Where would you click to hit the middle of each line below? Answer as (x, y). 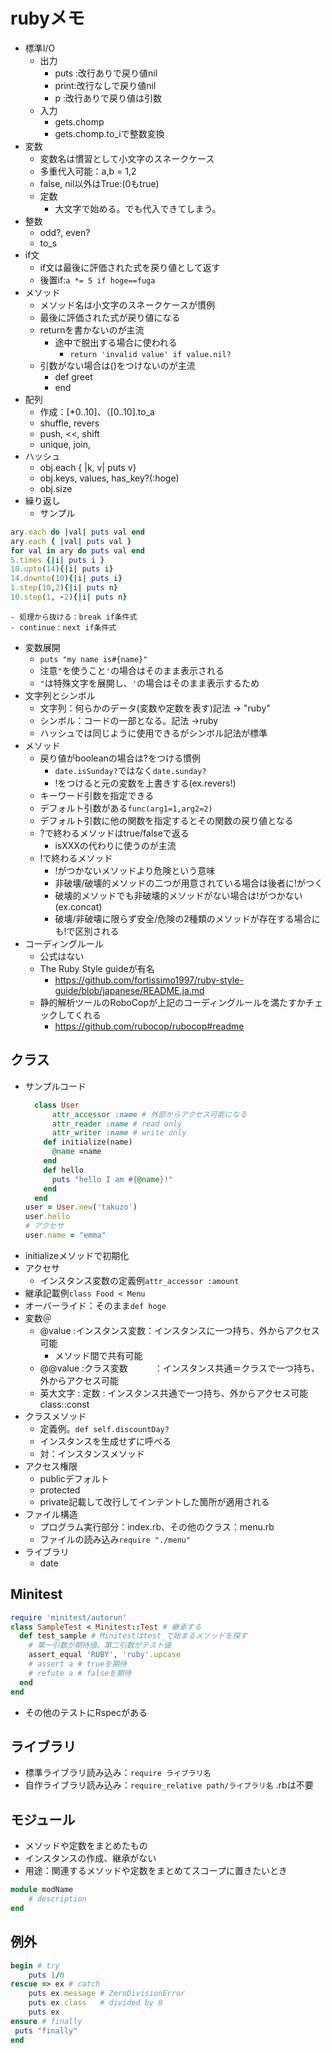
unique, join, (65, 444)
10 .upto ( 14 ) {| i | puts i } (62, 569)
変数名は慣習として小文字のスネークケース (127, 158)
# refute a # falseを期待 (80, 1673)
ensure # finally (46, 2021)
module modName (42, 1890)
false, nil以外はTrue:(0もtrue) (99, 183)
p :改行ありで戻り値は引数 (108, 98)
